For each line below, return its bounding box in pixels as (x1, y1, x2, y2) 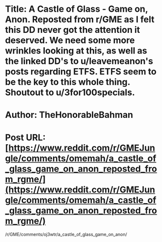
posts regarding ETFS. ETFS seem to (5, 66, 157, 77)
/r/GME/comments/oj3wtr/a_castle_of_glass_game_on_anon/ (5, 232, 128, 238)
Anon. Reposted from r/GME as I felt (5, 14, 155, 25)
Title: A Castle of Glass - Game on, (5, 3, 148, 15)
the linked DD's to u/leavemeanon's (5, 55, 153, 67)
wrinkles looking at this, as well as (5, 45, 147, 56)
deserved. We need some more (5, 35, 135, 46)
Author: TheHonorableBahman (5, 109, 134, 121)
